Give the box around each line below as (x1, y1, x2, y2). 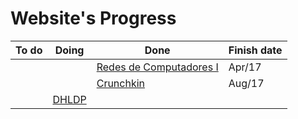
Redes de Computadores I (96, 60, 219, 74)
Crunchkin (96, 76, 146, 90)
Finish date (228, 43, 283, 57)
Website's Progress (10, 7, 177, 30)
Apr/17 (228, 60, 262, 74)
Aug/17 (228, 76, 265, 90)
